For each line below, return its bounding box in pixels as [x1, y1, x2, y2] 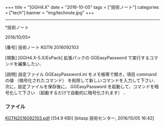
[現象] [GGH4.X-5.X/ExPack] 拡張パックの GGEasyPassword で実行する [5, 55, 150, 60]
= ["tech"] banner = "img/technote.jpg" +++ [5, 10, 94, 16]
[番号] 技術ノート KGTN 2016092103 [5, 45, 79, 50]
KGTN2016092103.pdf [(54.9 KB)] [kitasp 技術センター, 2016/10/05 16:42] [5, 115, 154, 121]
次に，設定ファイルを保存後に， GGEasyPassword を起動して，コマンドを [5, 84, 155, 89]
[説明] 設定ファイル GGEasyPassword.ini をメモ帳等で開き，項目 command [5, 72, 157, 77]
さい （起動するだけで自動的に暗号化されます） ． [26, 90, 128, 96]
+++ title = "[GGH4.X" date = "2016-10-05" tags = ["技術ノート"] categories [5, 4, 159, 10]
